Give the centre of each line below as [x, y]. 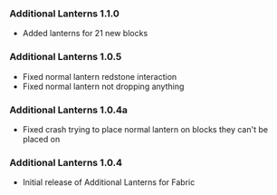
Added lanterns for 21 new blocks [85, 34]
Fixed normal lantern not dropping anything [103, 86]
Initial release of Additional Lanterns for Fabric [109, 182]
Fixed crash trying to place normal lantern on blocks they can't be [145, 129]
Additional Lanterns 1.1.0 [64, 14]
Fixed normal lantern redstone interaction [100, 76]
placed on [41, 139]
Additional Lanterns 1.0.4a [69, 110]
